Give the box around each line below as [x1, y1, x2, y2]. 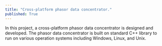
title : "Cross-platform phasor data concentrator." [5, 7, 112, 12]
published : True [5, 12, 38, 16]
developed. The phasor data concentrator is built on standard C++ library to [5, 30, 157, 36]
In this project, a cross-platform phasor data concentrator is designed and [5, 25, 153, 31]
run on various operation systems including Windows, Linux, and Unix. [5, 35, 146, 41]
